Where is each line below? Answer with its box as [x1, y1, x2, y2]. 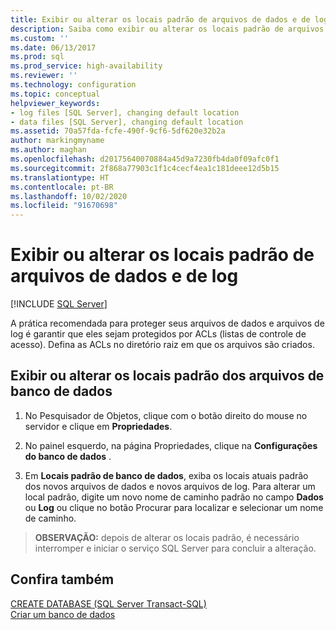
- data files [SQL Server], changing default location [10, 117, 244, 127]
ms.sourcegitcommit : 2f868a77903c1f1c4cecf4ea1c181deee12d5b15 [10, 163, 280, 173]
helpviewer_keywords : [10, 98, 101, 108]
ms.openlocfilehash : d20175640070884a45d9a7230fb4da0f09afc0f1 [10, 154, 280, 164]
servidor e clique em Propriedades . [24, 420, 173, 432]
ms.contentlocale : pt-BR [10, 182, 114, 192]
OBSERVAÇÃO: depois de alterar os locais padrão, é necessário [34, 531, 300, 543]
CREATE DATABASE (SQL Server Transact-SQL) [10, 597, 207, 610]
